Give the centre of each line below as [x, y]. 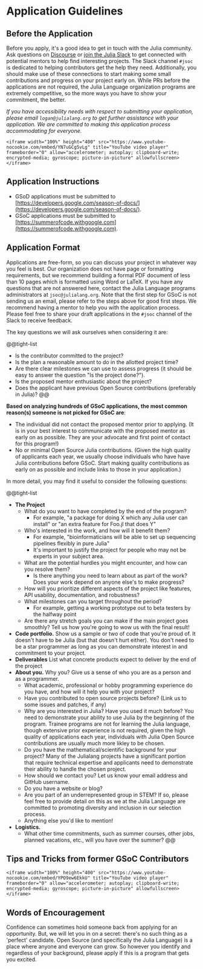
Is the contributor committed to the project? [69, 356]
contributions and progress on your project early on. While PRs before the [98, 80]
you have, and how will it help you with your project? [89, 691]
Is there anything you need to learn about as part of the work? [110, 575]
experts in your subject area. [69, 556]
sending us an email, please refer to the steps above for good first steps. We [101, 301]
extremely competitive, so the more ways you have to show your [87, 93]
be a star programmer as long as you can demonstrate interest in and [101, 646]
